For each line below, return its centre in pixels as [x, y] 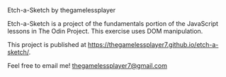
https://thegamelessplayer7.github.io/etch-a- [153, 44]
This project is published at [47, 44]
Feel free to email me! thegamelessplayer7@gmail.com [87, 65]
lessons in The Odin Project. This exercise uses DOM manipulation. [105, 31]
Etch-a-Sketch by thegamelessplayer [62, 10]
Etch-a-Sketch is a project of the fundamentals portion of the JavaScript [113, 23]
